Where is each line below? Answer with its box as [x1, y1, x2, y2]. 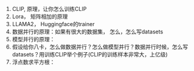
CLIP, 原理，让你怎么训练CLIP [12, 5, 87, 12]
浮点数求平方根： [12, 58, 55, 66]
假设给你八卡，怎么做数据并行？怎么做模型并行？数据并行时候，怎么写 [12, 43, 189, 50]
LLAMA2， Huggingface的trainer [12, 21, 95, 27]
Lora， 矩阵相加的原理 [12, 13, 68, 20]
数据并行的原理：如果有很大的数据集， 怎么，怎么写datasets [12, 28, 164, 35]
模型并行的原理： [12, 36, 55, 42]
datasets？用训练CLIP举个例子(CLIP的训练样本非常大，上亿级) [12, 51, 168, 58]
